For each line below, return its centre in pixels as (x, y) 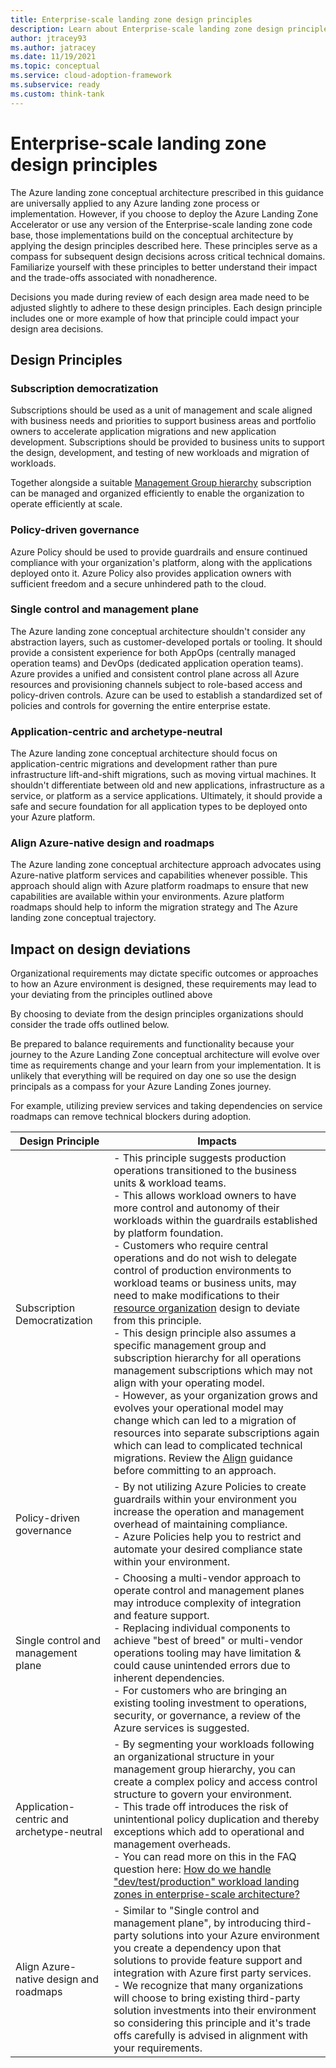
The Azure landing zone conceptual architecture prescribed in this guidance (167, 192)
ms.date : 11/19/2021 (53, 57)
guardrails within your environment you (205, 1499)
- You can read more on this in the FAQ (205, 1857)
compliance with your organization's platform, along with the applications (161, 562)
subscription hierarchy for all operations (207, 1358)
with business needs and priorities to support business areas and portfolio (163, 421)
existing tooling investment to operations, (210, 1703)
